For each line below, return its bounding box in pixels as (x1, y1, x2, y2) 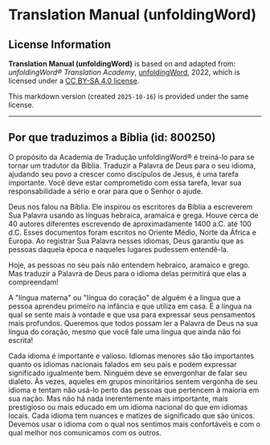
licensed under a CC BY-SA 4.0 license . (8, 76, 140, 85)
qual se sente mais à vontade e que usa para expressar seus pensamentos (8, 309, 256, 319)
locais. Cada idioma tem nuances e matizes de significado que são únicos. (8, 410, 256, 420)
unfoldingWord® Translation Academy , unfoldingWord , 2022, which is (8, 67, 240, 77)
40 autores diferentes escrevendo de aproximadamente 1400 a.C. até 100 (8, 218, 252, 228)
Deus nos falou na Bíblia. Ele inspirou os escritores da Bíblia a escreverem (8, 202, 253, 211)
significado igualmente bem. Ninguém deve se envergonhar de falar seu (8, 368, 247, 378)
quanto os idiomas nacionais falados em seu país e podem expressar (8, 359, 237, 369)
